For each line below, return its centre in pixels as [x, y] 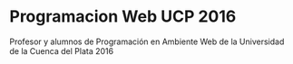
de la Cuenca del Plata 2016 [62, 50]
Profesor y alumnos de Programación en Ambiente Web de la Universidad [147, 41]
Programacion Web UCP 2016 [123, 17]
